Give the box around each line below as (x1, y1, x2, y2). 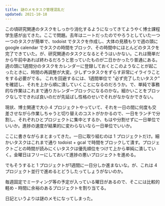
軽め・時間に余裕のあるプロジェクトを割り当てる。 (5, 185, 109, 191)
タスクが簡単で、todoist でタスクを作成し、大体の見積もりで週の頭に (18, 38, 159, 44)
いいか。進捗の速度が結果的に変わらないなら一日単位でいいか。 (5, 123, 134, 129)
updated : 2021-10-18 (5, 12, 48, 17)
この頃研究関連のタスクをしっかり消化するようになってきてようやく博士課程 (5, 26, 160, 32)
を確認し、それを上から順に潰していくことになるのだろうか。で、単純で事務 (5, 81, 160, 87)
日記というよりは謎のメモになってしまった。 (5, 195, 96, 201)
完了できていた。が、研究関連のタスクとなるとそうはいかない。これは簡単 (5, 50, 156, 57)
